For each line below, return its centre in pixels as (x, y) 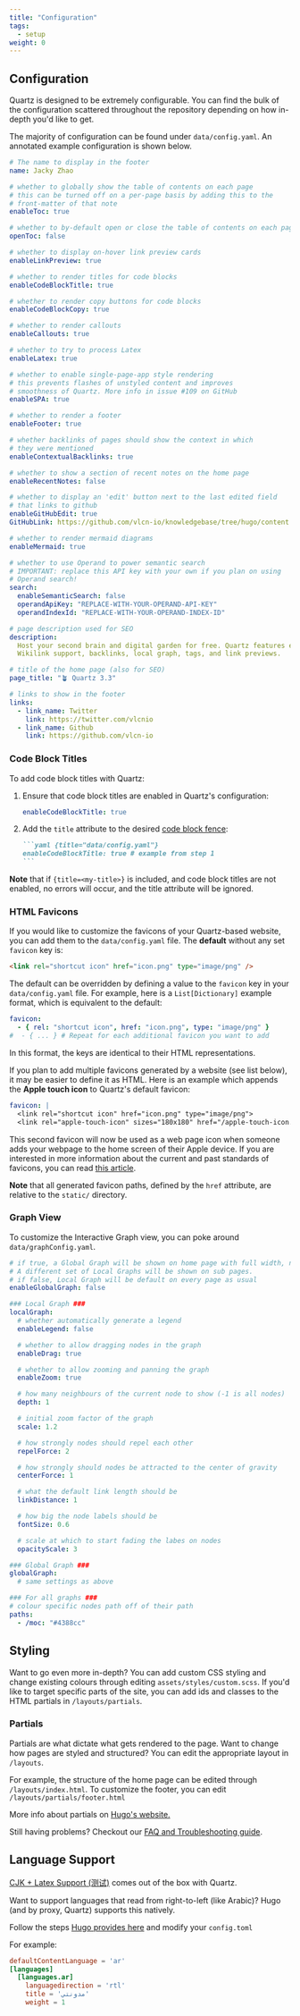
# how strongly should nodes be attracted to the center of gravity (147, 1467)
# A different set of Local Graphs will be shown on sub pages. (131, 1271)
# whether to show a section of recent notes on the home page (129, 473)
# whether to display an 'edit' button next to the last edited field (143, 497)
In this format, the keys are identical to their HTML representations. (133, 1052)
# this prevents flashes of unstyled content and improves (121, 383)
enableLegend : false (55, 1329)
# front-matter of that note (63, 203)
